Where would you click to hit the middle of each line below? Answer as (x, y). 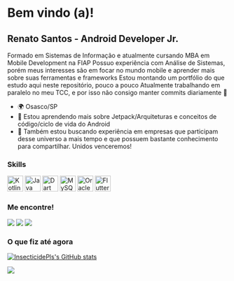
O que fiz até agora (40, 241)
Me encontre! (31, 208)
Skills (17, 164)
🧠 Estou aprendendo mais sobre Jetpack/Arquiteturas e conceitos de (117, 116)
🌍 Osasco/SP (37, 107)
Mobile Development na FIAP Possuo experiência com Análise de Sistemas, (116, 63)
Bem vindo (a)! (51, 13)
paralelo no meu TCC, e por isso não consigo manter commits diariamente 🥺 (117, 93)
